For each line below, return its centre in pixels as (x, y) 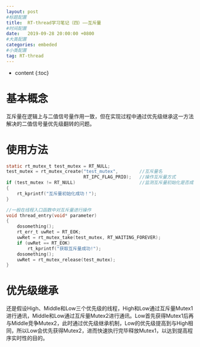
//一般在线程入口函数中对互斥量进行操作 (49, 210)
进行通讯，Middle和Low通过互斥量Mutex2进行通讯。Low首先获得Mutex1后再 (100, 316)
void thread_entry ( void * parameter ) (51, 215)
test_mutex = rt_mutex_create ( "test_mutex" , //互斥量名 (84, 172)
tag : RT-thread (25, 56)
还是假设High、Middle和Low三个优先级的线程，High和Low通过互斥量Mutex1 (100, 308)
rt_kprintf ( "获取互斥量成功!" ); (65, 248)
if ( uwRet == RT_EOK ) (43, 243)
